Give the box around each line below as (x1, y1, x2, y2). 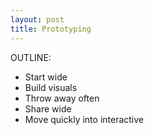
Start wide (24, 71, 68, 83)
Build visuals (24, 81, 78, 93)
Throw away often (24, 92, 100, 104)
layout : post (10, 14, 65, 25)
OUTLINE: (10, 51, 52, 63)
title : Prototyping (10, 24, 92, 34)
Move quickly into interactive (24, 113, 145, 125)
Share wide (24, 102, 72, 115)
